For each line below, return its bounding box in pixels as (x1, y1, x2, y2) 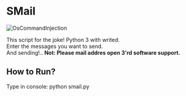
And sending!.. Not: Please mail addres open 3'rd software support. (6, 49, 180, 56)
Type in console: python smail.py (6, 83, 90, 90)
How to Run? (6, 67, 56, 77)
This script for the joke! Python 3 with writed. (6, 36, 121, 43)
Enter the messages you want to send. (6, 43, 103, 50)
